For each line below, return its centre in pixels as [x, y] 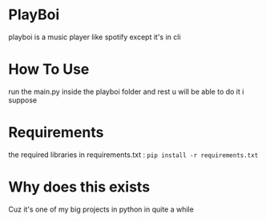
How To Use [49, 69]
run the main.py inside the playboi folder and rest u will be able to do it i [126, 91]
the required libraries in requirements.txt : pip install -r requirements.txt [133, 155]
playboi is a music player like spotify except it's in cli [95, 37]
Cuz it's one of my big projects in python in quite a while [101, 209]
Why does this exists [79, 187]
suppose [23, 100]
